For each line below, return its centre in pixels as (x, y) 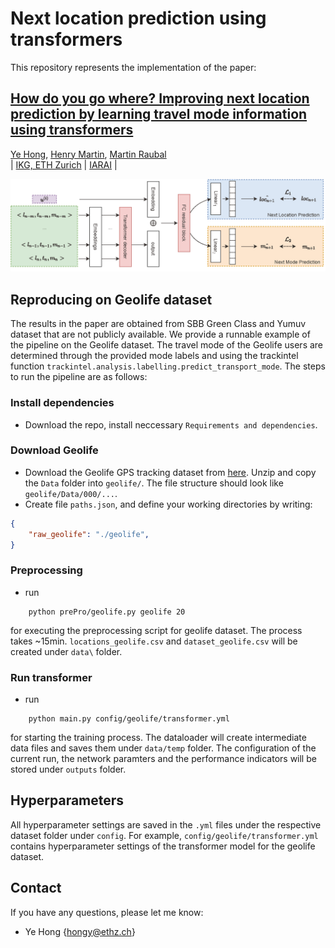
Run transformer (51, 677)
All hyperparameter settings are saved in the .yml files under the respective (166, 824)
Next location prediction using (138, 18)
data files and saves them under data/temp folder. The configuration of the (163, 748)
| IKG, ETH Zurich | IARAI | (64, 164)
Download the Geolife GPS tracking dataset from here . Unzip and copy (170, 472)
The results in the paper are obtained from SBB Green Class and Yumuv (158, 324)
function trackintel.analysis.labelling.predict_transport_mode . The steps (168, 366)
